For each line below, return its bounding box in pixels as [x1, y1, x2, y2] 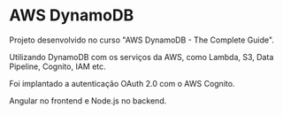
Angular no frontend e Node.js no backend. [9, 95, 167, 106]
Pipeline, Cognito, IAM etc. [9, 61, 106, 72]
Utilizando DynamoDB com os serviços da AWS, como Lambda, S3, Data [9, 51, 274, 62]
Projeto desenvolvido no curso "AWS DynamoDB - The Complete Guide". [9, 34, 274, 45]
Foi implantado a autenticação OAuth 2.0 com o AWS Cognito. [9, 78, 235, 88]
